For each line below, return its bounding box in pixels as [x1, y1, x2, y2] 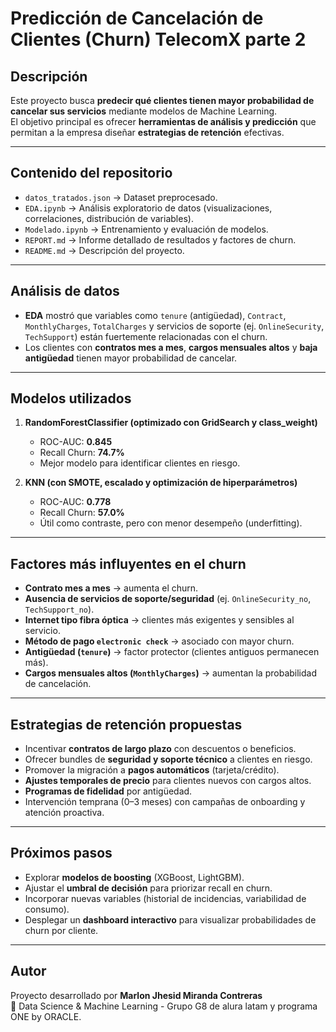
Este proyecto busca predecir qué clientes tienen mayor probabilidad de [10, 95, 315, 106]
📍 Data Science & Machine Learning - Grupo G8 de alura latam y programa [10, 1000, 318, 1012]
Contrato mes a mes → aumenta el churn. [24, 582, 199, 594]
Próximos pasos [10, 845, 113, 862]
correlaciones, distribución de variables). [24, 212, 194, 224]
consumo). [24, 903, 70, 915]
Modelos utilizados [10, 390, 132, 407]
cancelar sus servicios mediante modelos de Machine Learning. [10, 105, 278, 117]
